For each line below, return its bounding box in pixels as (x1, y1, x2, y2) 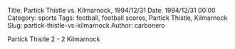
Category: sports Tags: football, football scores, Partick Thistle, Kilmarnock (7, 13, 228, 22)
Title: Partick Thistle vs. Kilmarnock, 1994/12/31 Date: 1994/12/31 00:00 (7, 6, 216, 14)
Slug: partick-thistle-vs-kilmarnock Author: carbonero (7, 21, 165, 29)
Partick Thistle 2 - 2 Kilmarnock (7, 35, 100, 43)
